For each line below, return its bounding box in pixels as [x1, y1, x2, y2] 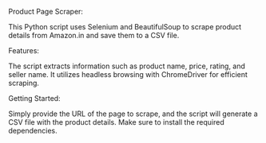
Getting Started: [8, 94, 62, 102]
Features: [8, 46, 40, 55]
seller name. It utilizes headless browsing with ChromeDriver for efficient [8, 70, 248, 79]
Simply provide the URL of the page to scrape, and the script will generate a [8, 109, 258, 118]
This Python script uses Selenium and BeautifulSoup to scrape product [8, 22, 242, 31]
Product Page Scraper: [8, 7, 84, 16]
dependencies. [8, 126, 58, 135]
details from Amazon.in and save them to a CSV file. [8, 31, 180, 40]
